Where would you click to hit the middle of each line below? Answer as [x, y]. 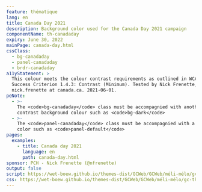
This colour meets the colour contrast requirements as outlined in [99, 79]
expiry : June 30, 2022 [35, 40]
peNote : [16, 96]
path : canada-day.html [50, 157]
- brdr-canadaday [33, 68]
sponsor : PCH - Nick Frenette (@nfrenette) [62, 163]
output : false [24, 169]
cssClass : [19, 51]
